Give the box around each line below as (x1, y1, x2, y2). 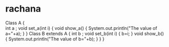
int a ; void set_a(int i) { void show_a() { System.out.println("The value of (5, 25, 157, 31)
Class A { (5, 20, 25, 26)
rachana (5, 3, 41, 15)
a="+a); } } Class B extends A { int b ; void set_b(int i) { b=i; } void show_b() (5, 30, 164, 36)
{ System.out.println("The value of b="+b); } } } (5, 36, 105, 42)
